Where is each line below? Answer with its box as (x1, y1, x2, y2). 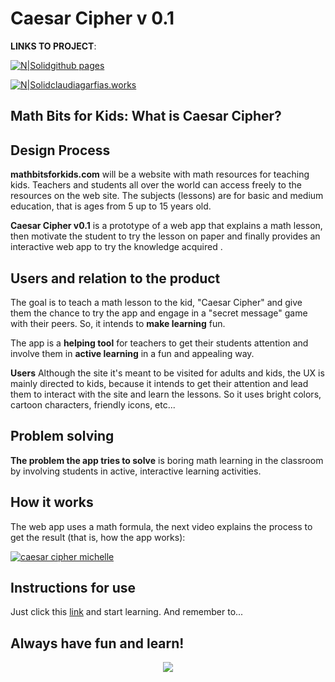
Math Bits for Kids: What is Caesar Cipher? (10, 108, 282, 125)
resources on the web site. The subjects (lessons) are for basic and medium (10, 190, 324, 202)
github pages (49, 59, 105, 71)
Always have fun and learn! (10, 635, 185, 652)
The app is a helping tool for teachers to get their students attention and (10, 337, 309, 349)
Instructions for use (10, 579, 137, 596)
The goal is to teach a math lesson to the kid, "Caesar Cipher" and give (10, 296, 303, 308)
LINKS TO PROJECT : (10, 40, 97, 52)
